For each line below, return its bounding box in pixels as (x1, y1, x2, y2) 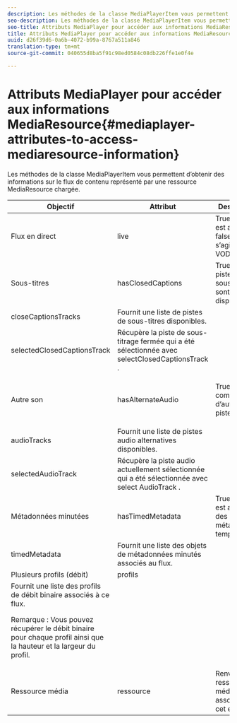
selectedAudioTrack (11, 469, 78, 478)
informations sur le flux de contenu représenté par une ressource (7, 177, 197, 186)
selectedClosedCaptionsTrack (11, 345, 111, 355)
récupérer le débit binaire (11, 623, 95, 633)
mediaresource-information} (7, 146, 180, 163)
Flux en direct (11, 231, 56, 241)
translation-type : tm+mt (7, 43, 80, 50)
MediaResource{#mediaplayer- (7, 117, 195, 133)
